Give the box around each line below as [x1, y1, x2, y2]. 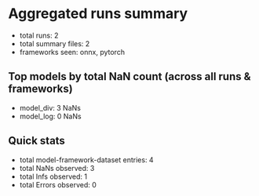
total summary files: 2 [19, 38, 90, 48]
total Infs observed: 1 [19, 172, 88, 181]
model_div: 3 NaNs [19, 103, 81, 112]
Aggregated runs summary [8, 5, 188, 23]
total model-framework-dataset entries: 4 [19, 154, 155, 165]
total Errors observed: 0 [19, 180, 97, 189]
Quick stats [8, 134, 65, 147]
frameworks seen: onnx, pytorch [19, 47, 126, 56]
